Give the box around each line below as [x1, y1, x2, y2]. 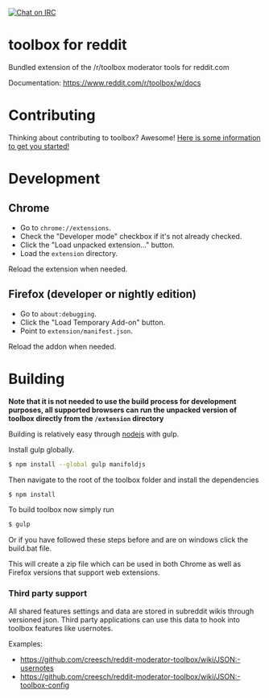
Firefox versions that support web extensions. [8, 568, 160, 577]
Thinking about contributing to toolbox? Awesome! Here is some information [8, 133, 261, 142]
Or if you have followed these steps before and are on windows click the [8, 535, 248, 545]
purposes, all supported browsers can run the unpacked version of [8, 405, 238, 415]
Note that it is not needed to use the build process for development [8, 396, 237, 406]
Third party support [8, 588, 87, 599]
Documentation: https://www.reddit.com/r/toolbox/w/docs [8, 77, 201, 88]
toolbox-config [19, 680, 70, 690]
